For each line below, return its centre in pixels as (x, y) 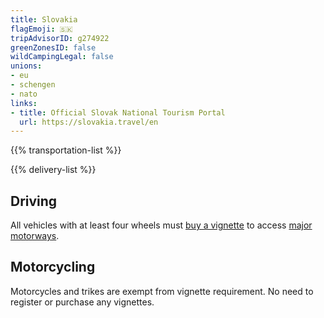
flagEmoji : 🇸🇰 (41, 29)
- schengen (33, 85)
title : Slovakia (44, 19)
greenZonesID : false (53, 47)
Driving (34, 201)
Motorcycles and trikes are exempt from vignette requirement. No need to (162, 291)
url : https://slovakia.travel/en (89, 122)
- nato (24, 94)
